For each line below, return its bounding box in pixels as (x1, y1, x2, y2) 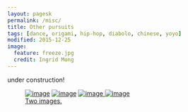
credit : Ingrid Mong (13, 56, 74, 63)
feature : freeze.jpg (13, 50, 74, 57)
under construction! (7, 75, 65, 84)
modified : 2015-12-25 (7, 37, 71, 44)
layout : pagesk (7, 10, 52, 18)
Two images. (25, 97, 62, 105)
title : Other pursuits (7, 23, 74, 30)
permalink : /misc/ (7, 17, 61, 24)
